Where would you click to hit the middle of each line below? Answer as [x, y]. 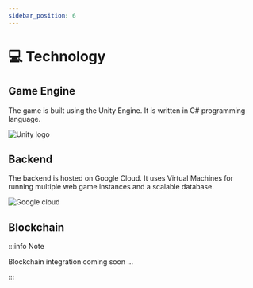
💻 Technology [57, 56]
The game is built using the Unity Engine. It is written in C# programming [127, 110]
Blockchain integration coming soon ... [71, 262]
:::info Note [27, 247]
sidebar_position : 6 [42, 16]
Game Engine [42, 91]
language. [25, 119]
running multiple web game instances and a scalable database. [111, 187]
